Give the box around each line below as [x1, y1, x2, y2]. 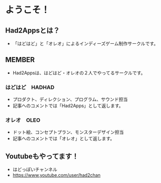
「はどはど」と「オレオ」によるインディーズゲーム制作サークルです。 [12, 41, 158, 46]
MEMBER [5, 56, 35, 64]
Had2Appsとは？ [5, 26, 60, 35]
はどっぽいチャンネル [12, 166, 57, 173]
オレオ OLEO [5, 117, 41, 124]
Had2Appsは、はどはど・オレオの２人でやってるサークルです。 [12, 69, 146, 76]
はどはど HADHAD [5, 84, 55, 91]
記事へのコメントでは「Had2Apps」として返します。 [12, 102, 123, 109]
